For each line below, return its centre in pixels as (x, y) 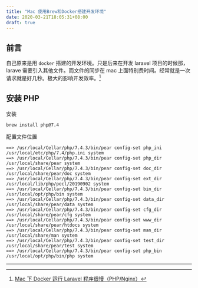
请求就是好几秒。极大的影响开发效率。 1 (54, 77)
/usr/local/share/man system (42, 235)
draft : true (21, 22)
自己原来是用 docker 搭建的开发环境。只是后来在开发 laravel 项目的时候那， (97, 63)
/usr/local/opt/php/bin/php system (50, 256)
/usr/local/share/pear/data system (50, 204)
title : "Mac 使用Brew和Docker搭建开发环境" (56, 11)
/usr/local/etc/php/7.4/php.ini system (55, 153)
